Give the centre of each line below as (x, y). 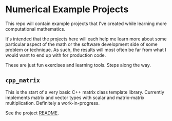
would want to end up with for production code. (56, 55)
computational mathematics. (35, 29)
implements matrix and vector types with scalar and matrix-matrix (75, 98)
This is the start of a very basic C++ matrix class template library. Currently (85, 92)
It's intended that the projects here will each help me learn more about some (86, 39)
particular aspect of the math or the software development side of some (81, 44)
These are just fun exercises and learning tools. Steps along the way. (78, 65)
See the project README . (32, 113)
